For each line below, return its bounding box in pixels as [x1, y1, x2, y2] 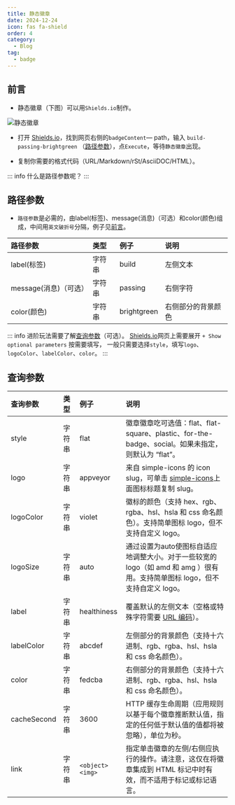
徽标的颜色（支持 [125, 497, 183, 507]
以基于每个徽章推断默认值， [125, 710, 218, 720]
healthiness [79, 607, 117, 617]
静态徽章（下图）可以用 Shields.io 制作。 [17, 103, 135, 112]
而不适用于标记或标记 [139, 775, 211, 785]
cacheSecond [10, 715, 57, 724]
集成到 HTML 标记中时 [132, 764, 206, 774]
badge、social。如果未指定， [125, 439, 222, 449]
